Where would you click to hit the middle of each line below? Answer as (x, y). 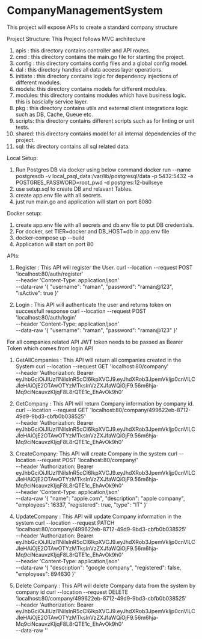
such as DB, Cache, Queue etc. (54, 114)
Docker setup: (24, 213)
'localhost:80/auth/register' (49, 274)
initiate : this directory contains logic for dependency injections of (97, 76)
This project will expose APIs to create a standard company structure (92, 27)
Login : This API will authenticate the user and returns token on (93, 304)
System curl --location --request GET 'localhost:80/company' (92, 366)
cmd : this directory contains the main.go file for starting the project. (100, 57)
